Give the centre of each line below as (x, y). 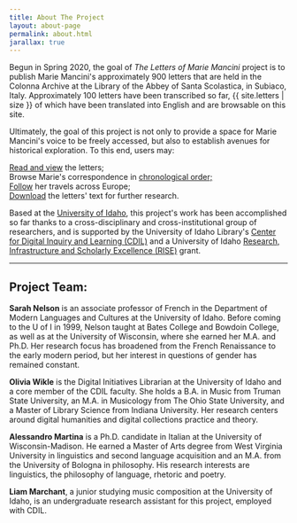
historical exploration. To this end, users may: (92, 151)
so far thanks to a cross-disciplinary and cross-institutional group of (133, 222)
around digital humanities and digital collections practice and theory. (134, 420)
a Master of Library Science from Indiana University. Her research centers (144, 410)
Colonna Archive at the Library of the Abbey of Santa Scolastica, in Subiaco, (148, 86)
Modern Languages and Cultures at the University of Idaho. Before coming (145, 318)
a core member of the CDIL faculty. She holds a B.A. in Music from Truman (145, 392)
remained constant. (45, 365)
